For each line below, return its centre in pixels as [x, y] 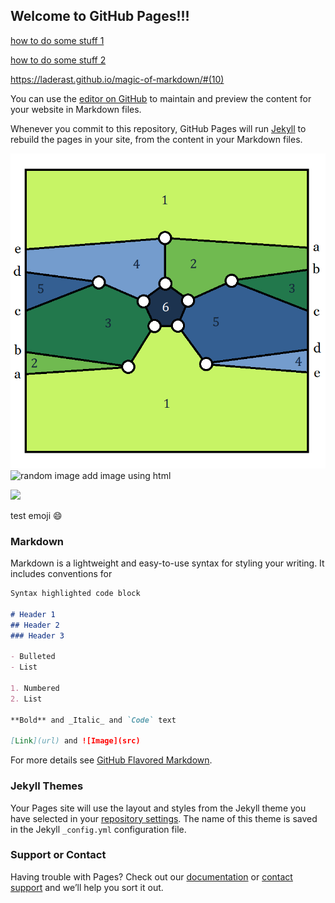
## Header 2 [35, 625]
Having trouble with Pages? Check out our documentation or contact [151, 876]
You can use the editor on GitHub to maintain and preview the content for [161, 98]
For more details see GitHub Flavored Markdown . [111, 760]
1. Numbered [35, 688]
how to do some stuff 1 [57, 40]
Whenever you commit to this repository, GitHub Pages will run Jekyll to [158, 128]
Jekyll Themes [47, 786]
